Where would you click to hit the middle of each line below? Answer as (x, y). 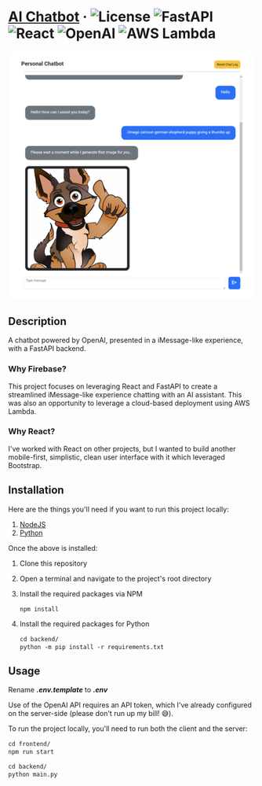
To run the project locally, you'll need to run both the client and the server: (128, 729)
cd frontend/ (29, 744)
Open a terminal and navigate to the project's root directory (115, 578)
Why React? (32, 431)
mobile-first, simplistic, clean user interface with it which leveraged (116, 457)
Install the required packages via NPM (81, 593)
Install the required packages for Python (84, 624)
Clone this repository (53, 563)
